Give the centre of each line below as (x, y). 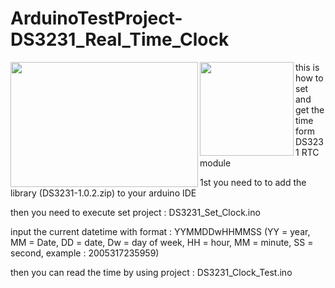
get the (310, 109)
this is (307, 67)
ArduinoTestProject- (96, 18)
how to (309, 78)
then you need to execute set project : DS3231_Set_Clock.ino (135, 212)
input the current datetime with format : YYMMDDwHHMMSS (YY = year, (160, 231)
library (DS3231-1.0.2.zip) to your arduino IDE (103, 193)
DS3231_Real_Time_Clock (120, 39)
